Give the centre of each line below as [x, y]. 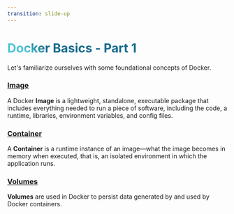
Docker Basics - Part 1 [72, 48]
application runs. [31, 164]
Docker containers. [35, 204]
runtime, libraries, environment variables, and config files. [90, 115]
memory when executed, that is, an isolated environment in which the [107, 156]
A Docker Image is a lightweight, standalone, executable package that [108, 100]
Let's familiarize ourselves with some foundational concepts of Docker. [109, 68]
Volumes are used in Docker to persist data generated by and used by [108, 197]
